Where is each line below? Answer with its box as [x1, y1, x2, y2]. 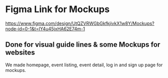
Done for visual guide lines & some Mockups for [5, 41, 161, 49]
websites [5, 48, 35, 57]
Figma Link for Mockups [5, 4, 110, 15]
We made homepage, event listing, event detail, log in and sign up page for [5, 62, 163, 68]
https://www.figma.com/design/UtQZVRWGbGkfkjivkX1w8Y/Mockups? [5, 20, 155, 26]
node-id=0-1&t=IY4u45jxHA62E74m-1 [5, 25, 85, 31]
